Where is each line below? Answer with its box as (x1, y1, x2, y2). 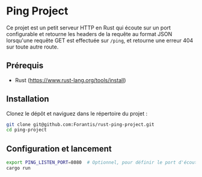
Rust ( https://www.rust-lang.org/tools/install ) (14, 76, 126, 83)
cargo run (6, 165, 31, 171)
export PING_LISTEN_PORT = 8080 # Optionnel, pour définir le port (6, 160, 176, 166)
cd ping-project (6, 127, 47, 133)
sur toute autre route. (6, 43, 59, 50)
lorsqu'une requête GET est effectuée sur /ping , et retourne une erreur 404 (6, 37, 194, 44)
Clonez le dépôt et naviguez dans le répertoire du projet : (6, 110, 148, 117)
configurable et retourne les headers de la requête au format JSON (6, 30, 173, 37)
